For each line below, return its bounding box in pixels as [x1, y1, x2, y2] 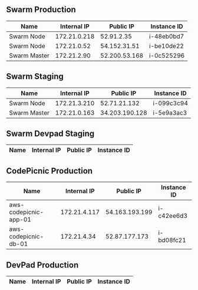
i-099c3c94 [153, 99, 189, 107]
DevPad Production [6, 260, 79, 270]
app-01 [9, 216, 31, 224]
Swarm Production [6, 5, 77, 15]
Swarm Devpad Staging [6, 129, 95, 139]
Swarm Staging [6, 71, 64, 82]
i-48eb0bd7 [149, 32, 184, 40]
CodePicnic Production [6, 165, 93, 176]
